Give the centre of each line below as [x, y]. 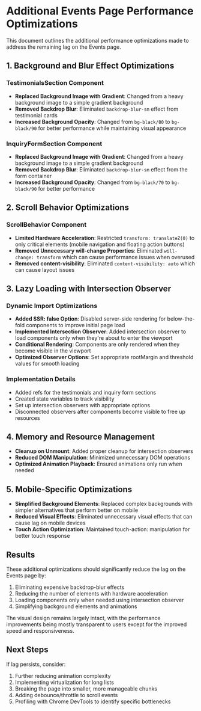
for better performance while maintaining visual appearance [112, 128]
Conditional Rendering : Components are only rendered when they [97, 345]
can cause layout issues [45, 269]
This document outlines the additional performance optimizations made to [97, 40]
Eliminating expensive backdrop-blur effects [70, 587]
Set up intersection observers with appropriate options [82, 405]
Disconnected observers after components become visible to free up [100, 411]
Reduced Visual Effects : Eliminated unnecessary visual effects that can [103, 517]
